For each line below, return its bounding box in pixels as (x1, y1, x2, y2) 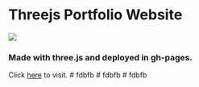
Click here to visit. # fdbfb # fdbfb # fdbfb (8, 70, 147, 80)
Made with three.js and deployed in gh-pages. (8, 52, 193, 63)
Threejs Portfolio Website (8, 6, 183, 24)
